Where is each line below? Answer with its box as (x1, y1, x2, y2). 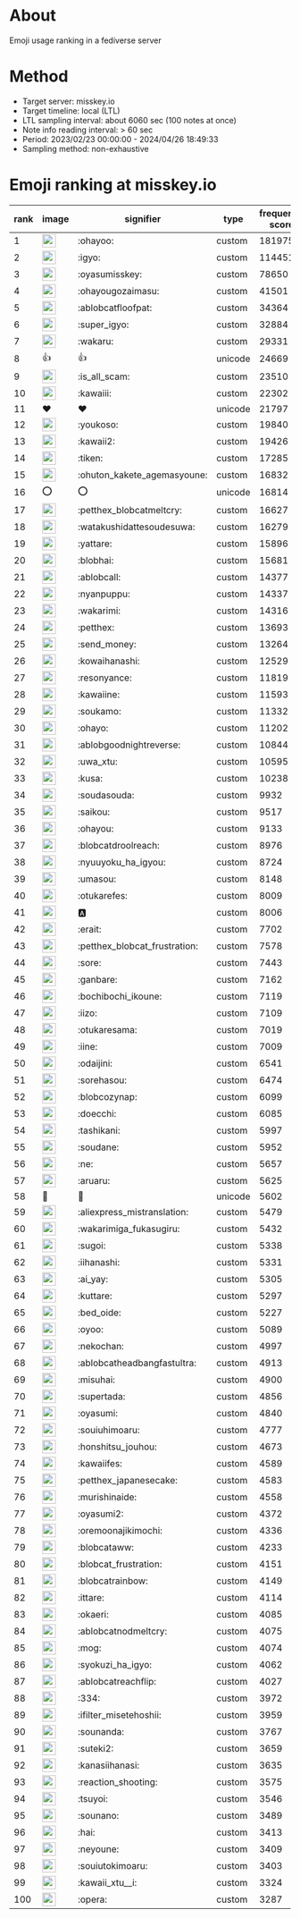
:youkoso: (77, 418, 119, 430)
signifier (124, 212, 162, 224)
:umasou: (77, 873, 117, 885)
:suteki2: (77, 1742, 114, 1754)
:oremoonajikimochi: (77, 1524, 163, 1536)
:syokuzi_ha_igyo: (77, 1658, 153, 1670)
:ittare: (77, 1591, 104, 1603)
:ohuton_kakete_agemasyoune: (77, 469, 208, 481)
